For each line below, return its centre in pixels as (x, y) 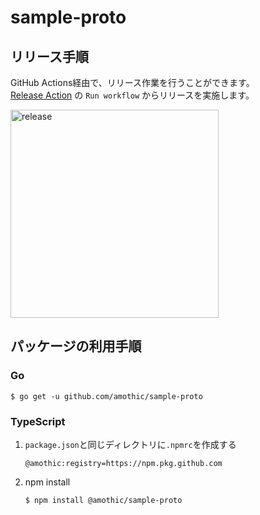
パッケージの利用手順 (76, 346)
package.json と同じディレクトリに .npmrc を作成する (130, 444)
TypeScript (38, 421)
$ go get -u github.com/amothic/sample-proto (106, 396)
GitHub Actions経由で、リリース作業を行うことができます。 (132, 82)
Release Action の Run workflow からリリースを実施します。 (132, 95)
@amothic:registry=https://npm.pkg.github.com (123, 463)
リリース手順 (49, 56)
